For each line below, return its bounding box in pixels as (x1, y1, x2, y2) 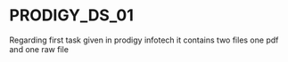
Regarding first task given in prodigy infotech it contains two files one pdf (9, 35, 279, 45)
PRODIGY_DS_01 (9, 5, 134, 26)
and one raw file (9, 43, 70, 54)
